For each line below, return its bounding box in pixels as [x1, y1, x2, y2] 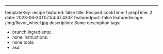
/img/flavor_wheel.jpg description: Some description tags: [5, 20, 121, 26]
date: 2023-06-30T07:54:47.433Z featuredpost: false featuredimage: [5, 15, 144, 20]
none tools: [12, 40, 35, 45]
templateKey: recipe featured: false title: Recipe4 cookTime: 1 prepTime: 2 [5, 10, 153, 15]
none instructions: [12, 34, 49, 40]
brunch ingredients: [12, 29, 52, 35]
